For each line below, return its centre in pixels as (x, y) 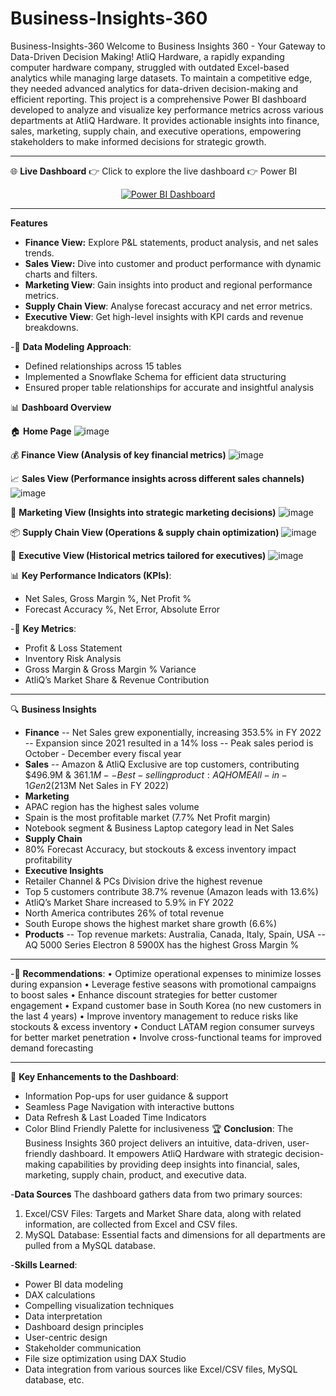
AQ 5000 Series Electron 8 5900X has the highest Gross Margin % (162, 944)
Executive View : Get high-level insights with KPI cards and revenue (164, 316)
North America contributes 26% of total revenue (124, 913)
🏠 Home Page (41, 431)
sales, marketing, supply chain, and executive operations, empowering (156, 131)
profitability (48, 859)
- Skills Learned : (44, 1264)
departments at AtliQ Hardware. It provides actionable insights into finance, (165, 120)
